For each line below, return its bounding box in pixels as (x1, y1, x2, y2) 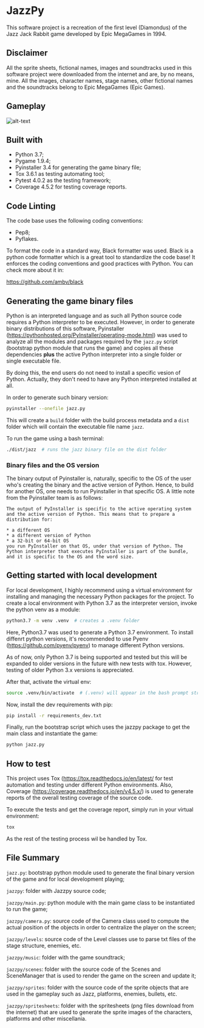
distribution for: (6, 516, 53, 523)
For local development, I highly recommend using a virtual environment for (6, 586, 193, 594)
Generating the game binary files (6, 296, 134, 306)
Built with (6, 134, 43, 145)
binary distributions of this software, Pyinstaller (6, 325, 124, 332)
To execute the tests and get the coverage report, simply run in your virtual (6, 806, 194, 813)
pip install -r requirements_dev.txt (6, 712, 102, 718)
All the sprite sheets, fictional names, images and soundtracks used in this (6, 64, 192, 71)
